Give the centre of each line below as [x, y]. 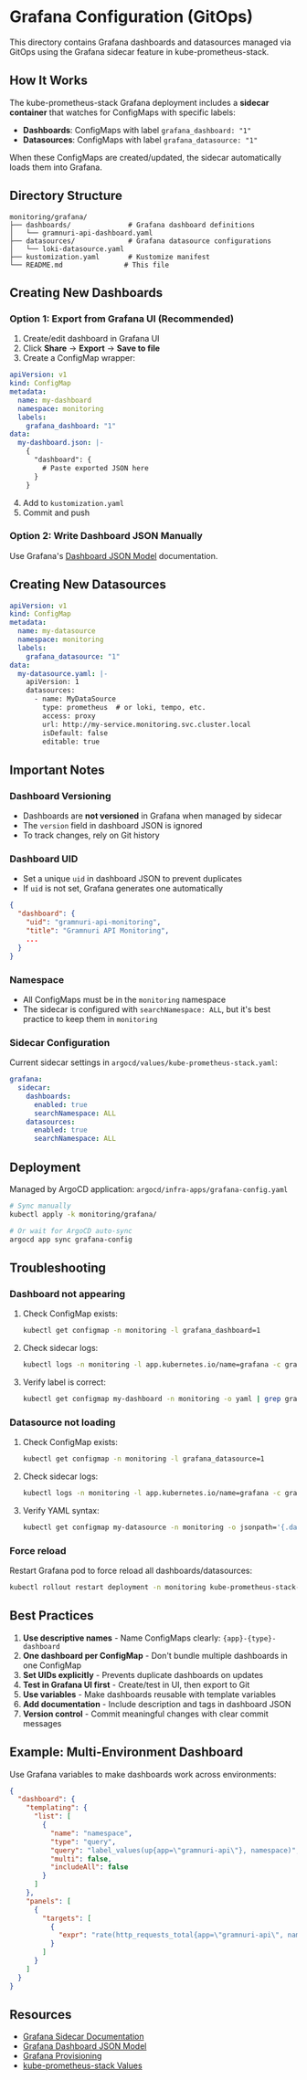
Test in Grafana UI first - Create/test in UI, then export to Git [136, 1684]
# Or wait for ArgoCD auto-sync [71, 1230]
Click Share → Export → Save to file [91, 348]
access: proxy [69, 716]
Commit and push [56, 512]
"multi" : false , [81, 1859]
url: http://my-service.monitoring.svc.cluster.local [147, 724]
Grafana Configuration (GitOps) [132, 17]
